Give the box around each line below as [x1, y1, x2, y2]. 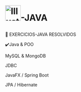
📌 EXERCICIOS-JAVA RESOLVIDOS [5, 31, 76, 37]
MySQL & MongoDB [5, 53, 46, 59]
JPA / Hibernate [5, 82, 38, 88]
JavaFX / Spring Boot [5, 72, 49, 78]
